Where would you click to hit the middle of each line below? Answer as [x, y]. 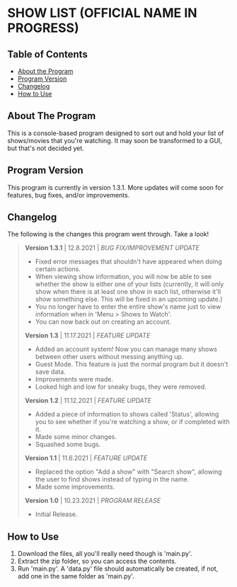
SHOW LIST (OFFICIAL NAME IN [102, 13]
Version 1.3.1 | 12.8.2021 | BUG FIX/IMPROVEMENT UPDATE [112, 248]
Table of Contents [48, 54]
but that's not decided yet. [46, 148]
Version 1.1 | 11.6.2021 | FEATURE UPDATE [86, 458]
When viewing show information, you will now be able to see [123, 277]
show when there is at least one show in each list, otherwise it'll [128, 292]
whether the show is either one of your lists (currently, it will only [129, 284]
